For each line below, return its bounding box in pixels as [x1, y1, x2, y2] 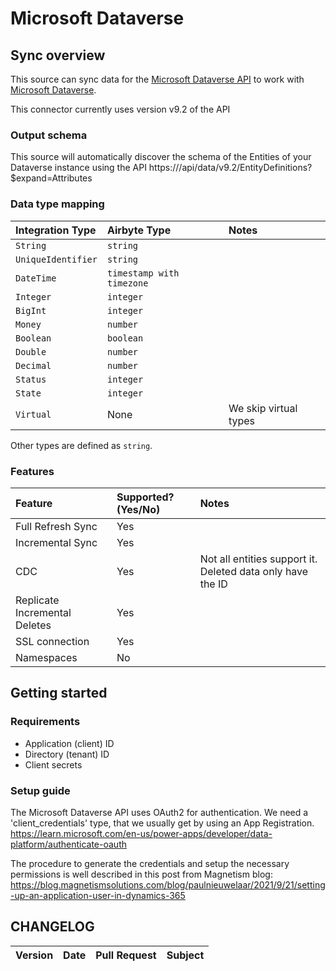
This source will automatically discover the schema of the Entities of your [10, 151, 312, 163]
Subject [166, 948, 205, 962]
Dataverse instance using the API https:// [10, 162, 180, 174]
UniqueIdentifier [15, 253, 98, 265]
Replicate [15, 593, 60, 607]
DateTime [15, 272, 57, 284]
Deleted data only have [199, 564, 309, 578]
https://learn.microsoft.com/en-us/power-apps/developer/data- [10, 827, 273, 839]
